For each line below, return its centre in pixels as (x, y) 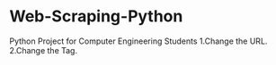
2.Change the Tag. (44, 50)
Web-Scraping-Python (96, 16)
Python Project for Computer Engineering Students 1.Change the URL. (138, 41)
